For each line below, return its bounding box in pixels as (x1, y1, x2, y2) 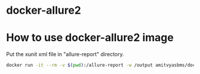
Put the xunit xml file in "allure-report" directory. (6, 51, 124, 58)
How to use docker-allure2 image (6, 31, 174, 45)
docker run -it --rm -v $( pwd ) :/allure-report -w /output (6, 62, 153, 69)
